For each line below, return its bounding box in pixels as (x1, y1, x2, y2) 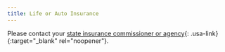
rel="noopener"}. (58, 36, 109, 45)
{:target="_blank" (7, 36, 58, 45)
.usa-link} (190, 29, 219, 37)
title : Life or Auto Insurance (7, 10, 99, 17)
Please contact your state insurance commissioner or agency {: (7, 29, 190, 37)
